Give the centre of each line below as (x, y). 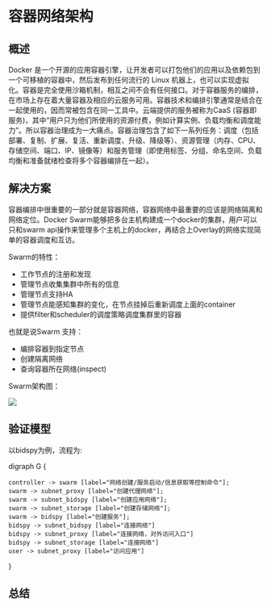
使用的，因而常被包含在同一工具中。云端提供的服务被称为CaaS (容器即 (139, 110)
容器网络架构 (51, 17)
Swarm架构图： (34, 386)
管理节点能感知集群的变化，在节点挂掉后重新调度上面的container (128, 304)
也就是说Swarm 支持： (46, 331)
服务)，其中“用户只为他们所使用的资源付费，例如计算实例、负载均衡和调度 (131, 120)
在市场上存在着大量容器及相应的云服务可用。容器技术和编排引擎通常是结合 (132, 100)
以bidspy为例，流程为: (46, 450)
